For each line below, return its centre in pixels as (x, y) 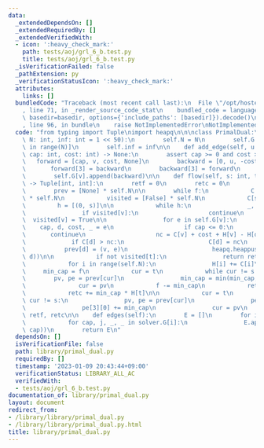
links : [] (38, 96)
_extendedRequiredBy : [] (56, 30)
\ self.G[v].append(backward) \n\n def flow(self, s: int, (137, 176)
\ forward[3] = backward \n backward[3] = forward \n (132, 169)
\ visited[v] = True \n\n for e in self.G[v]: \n (130, 220)
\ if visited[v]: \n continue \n (133, 213)
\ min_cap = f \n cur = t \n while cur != (135, 271)
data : (17, 15)
